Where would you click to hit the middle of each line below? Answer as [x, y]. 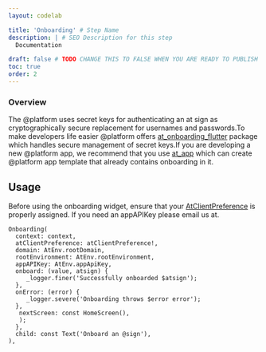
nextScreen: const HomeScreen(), [74, 313]
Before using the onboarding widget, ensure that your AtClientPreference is [132, 206]
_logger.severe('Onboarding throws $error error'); [113, 299]
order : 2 [23, 74]
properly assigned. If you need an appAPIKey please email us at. [114, 214]
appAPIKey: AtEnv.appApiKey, [64, 264]
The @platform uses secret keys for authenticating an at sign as [113, 120]
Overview [27, 102]
